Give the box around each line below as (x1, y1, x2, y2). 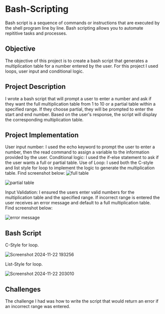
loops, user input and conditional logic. (5, 68, 84, 74)
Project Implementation (5, 131, 79, 139)
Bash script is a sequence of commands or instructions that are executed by (5, 20, 160, 26)
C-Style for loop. (5, 242, 39, 248)
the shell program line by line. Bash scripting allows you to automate (5, 25, 144, 31)
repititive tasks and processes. (5, 30, 67, 36)
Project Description (5, 82, 66, 91)
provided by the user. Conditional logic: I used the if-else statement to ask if (5, 155, 159, 160)
